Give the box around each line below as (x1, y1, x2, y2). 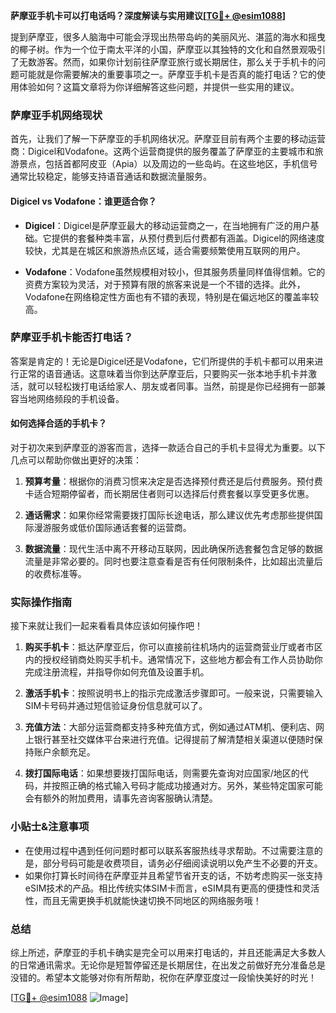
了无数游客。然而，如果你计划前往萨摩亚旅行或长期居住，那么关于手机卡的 (10, 56, 317, 68)
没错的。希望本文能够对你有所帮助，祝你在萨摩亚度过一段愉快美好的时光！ (10, 971, 317, 983)
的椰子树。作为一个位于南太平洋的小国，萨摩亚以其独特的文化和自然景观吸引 (10, 44, 326, 55)
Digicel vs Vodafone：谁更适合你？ (10, 195, 157, 207)
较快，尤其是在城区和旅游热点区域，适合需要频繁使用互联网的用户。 (24, 244, 306, 256)
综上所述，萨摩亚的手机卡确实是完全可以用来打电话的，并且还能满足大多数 (10, 946, 317, 958)
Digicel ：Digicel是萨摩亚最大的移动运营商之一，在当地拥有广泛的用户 (24, 219, 311, 231)
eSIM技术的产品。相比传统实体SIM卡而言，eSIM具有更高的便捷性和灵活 (24, 882, 320, 894)
